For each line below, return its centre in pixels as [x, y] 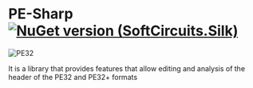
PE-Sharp [41, 14]
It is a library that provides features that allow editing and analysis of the [127, 68]
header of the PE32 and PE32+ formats [73, 77]
